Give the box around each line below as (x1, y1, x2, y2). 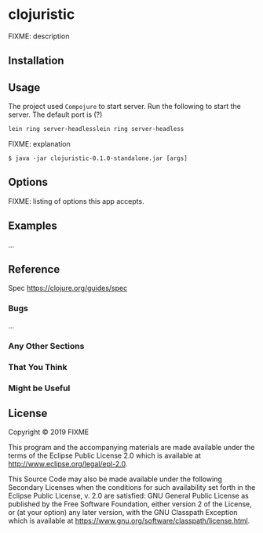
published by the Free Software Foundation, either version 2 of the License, (8, 499, 253, 509)
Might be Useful (8, 383, 71, 393)
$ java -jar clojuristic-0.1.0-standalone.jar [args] (8, 154, 188, 162)
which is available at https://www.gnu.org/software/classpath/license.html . (8, 516, 250, 526)
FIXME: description (8, 31, 70, 41)
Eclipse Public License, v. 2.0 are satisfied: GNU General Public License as (8, 491, 249, 501)
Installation (8, 54, 64, 67)
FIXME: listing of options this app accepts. (8, 196, 144, 205)
